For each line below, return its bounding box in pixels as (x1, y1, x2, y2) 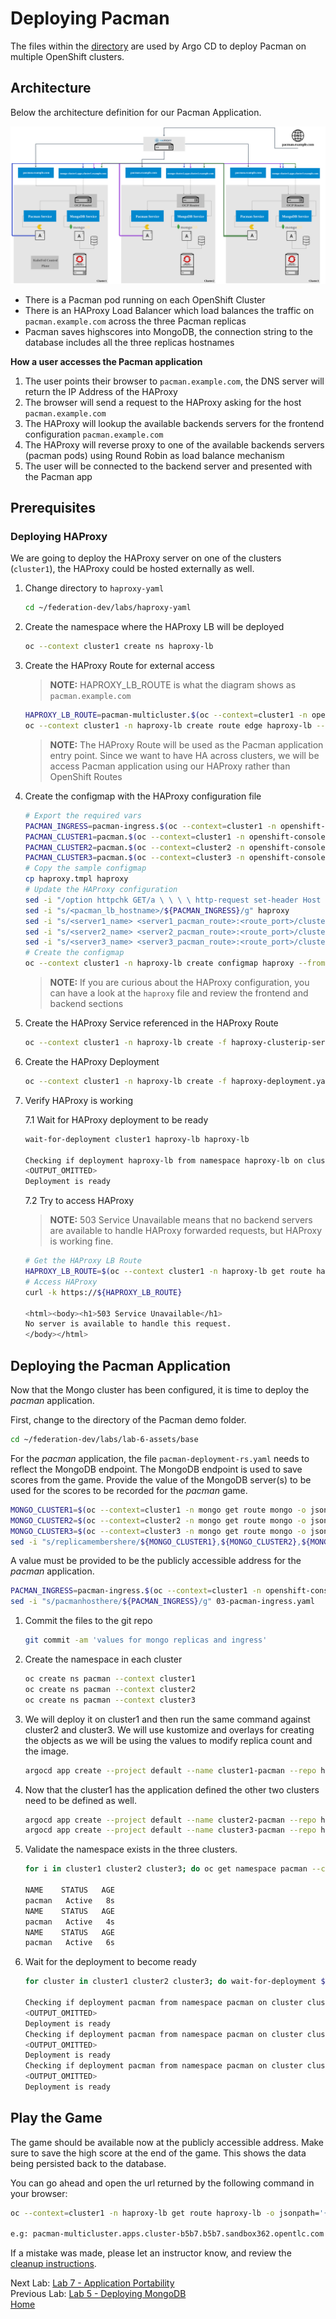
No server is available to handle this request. (24, 1319, 232, 1329)
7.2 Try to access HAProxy (24, 1195, 135, 1207)
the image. (24, 1745, 70, 1757)
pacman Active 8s (24, 1895, 115, 1906)
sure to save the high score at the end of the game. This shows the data (10, 2147, 307, 2159)
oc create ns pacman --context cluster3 (24, 1695, 196, 1705)
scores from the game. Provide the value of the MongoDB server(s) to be (10, 1473, 312, 1486)
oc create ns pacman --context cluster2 (24, 1684, 196, 1694)
